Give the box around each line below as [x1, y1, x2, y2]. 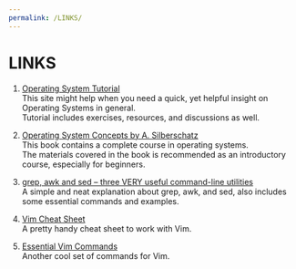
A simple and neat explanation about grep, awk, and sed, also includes [21, 186, 288, 197]
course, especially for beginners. [21, 159, 146, 170]
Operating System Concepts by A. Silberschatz [21, 129, 199, 140]
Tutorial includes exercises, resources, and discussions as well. [21, 111, 260, 123]
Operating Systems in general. [21, 102, 136, 113]
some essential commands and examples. [21, 195, 179, 206]
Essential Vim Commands [21, 241, 118, 252]
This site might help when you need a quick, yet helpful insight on [21, 92, 269, 103]
